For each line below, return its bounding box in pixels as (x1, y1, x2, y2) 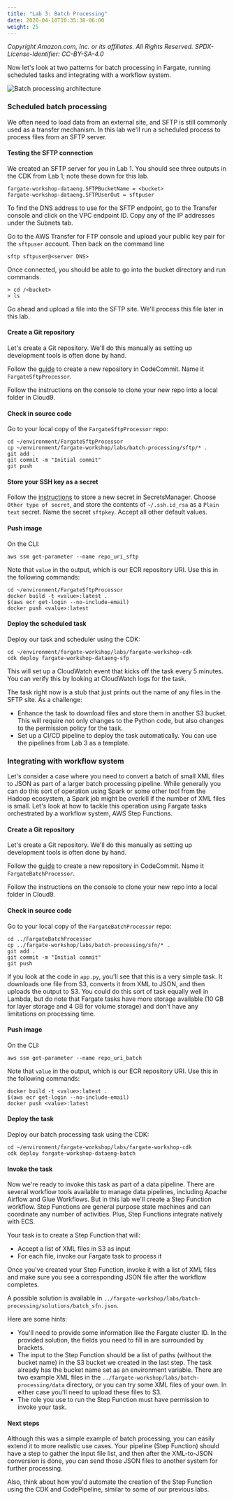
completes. (7, 1280, 40, 1289)
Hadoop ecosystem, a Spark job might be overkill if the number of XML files (7, 794, 226, 803)
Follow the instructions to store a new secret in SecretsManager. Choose (7, 493, 217, 501)
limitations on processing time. (7, 1009, 96, 1018)
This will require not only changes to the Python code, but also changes (17, 716, 224, 724)
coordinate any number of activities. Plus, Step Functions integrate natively (7, 1210, 224, 1219)
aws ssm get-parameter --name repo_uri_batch (7, 1054, 142, 1061)
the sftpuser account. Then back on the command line (7, 239, 165, 248)
